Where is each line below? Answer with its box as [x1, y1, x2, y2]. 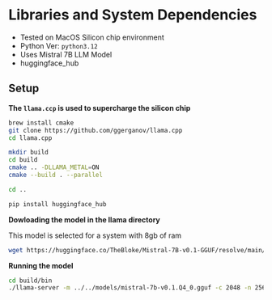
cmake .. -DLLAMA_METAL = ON [8, 163, 100, 171]
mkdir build [8, 148, 49, 157]
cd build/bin [8, 277, 53, 285]
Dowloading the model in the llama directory [8, 214, 160, 224]
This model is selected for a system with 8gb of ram [8, 230, 182, 240]
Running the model [8, 260, 74, 270]
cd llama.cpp [8, 133, 53, 142]
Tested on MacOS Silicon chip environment [19, 32, 164, 42]
